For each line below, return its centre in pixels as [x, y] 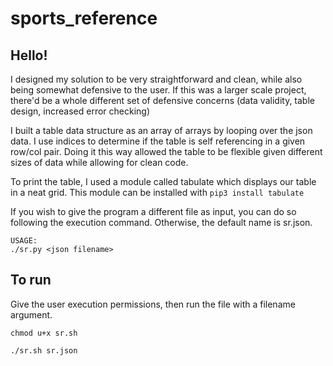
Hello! [29, 55]
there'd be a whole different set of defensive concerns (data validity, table [162, 100]
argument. [31, 314]
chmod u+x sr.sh [44, 333]
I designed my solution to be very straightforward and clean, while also [156, 79]
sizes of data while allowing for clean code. [99, 162]
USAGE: [24, 241]
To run [31, 280]
